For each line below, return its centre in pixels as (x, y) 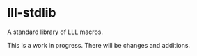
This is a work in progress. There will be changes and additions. (98, 45)
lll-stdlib (32, 13)
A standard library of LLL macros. (55, 32)
